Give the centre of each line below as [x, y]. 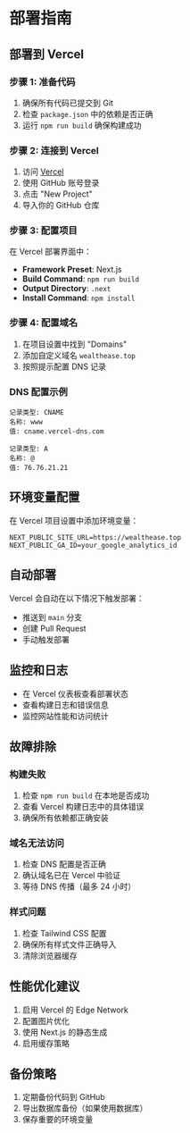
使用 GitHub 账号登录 [61, 183]
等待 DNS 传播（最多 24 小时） [79, 886]
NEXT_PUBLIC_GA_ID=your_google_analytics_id [93, 545]
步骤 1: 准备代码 [42, 81]
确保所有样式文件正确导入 [69, 944]
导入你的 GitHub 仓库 [61, 206]
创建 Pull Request [54, 628]
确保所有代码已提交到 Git [68, 103]
